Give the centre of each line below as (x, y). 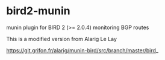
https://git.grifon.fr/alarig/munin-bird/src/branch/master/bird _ (82, 50)
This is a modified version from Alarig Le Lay (62, 39)
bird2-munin (38, 11)
